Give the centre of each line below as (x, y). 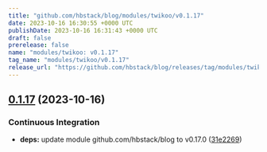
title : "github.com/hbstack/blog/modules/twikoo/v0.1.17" (106, 16)
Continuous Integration (54, 123)
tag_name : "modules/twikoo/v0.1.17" (69, 60)
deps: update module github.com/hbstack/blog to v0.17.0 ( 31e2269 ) (131, 139)
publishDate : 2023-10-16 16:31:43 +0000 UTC (83, 30)
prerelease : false (39, 45)
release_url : (30, 68)
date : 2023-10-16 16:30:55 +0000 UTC (71, 23)
